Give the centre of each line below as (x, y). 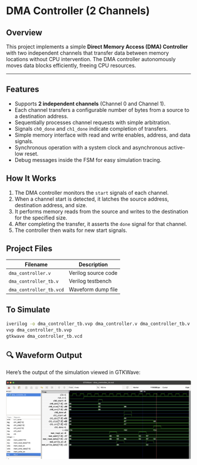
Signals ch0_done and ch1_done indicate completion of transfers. (91, 128)
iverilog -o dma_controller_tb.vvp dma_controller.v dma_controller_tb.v (98, 324)
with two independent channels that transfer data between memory (87, 53)
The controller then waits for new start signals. (71, 230)
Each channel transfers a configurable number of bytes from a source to (102, 109)
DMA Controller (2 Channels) (78, 11)
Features (23, 89)
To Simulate (28, 309)
